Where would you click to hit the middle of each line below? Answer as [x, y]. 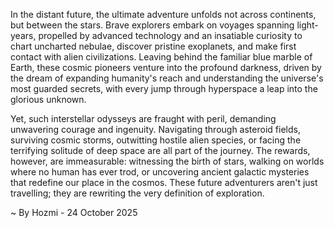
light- [307, 25]
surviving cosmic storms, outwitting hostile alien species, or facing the [156, 140]
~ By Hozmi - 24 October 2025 [74, 212]
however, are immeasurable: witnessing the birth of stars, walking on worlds [167, 161]
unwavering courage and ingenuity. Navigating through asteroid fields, [155, 129]
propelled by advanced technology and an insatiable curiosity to [170, 35]
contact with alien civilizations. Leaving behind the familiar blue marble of [161, 57]
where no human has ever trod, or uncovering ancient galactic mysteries [160, 172]
